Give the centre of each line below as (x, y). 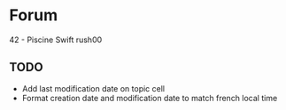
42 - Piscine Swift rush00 (56, 40)
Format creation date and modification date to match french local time (150, 98)
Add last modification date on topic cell (93, 88)
